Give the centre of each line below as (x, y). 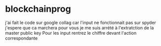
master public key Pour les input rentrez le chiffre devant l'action (71, 33)
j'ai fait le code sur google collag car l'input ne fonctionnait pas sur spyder (81, 23)
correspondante (21, 38)
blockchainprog (38, 9)
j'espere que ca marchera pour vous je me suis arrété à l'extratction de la (80, 27)
